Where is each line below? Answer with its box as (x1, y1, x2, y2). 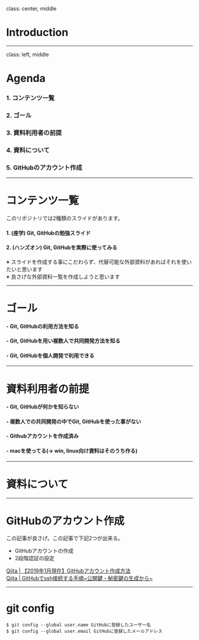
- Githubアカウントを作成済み (6, 433, 79, 440)
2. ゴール (6, 111, 32, 119)
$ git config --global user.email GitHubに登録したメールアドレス (6, 628, 163, 635)
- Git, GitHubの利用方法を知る (6, 322, 79, 329)
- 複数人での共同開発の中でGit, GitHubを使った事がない (6, 418, 142, 425)
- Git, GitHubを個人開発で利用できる (6, 352, 95, 359)
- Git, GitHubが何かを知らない (6, 403, 79, 411)
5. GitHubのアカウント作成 (6, 163, 82, 171)
